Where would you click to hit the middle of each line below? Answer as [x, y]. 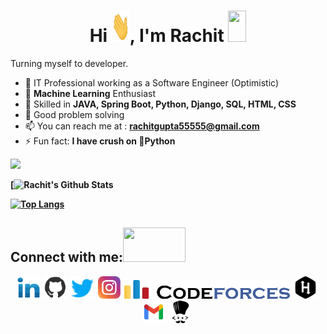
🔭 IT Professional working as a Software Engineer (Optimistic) [152, 82]
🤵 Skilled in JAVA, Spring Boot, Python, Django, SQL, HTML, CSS [160, 104]
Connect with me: [67, 257]
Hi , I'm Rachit [157, 36]
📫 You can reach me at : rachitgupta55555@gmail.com [142, 126]
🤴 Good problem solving [74, 114]
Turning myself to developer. [69, 63]
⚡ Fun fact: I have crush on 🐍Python [100, 141]
